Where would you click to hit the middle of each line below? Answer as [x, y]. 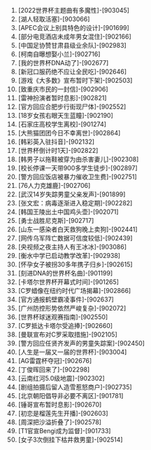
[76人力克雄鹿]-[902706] [54, 185]
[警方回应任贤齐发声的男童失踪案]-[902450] [81, 343]
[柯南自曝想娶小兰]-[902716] [59, 54]
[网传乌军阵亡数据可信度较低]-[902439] [75, 238]
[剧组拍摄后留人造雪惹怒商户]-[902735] [75, 387]
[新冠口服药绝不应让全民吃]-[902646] [72, 71]
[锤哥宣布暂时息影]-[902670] [60, 404]
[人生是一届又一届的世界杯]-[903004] [72, 352]
